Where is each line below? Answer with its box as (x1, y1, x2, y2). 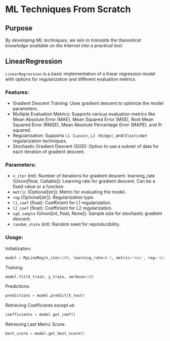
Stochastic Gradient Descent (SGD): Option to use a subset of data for (12, 143, 159, 149)
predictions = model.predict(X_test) (5, 293, 85, 298)
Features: (5, 89, 29, 96)
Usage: (5, 234, 24, 241)
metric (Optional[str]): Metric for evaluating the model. (12, 189, 126, 195)
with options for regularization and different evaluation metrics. (5, 76, 137, 82)
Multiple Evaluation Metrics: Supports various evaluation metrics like (12, 111, 155, 117)
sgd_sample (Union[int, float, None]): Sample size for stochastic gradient (12, 210, 162, 216)
